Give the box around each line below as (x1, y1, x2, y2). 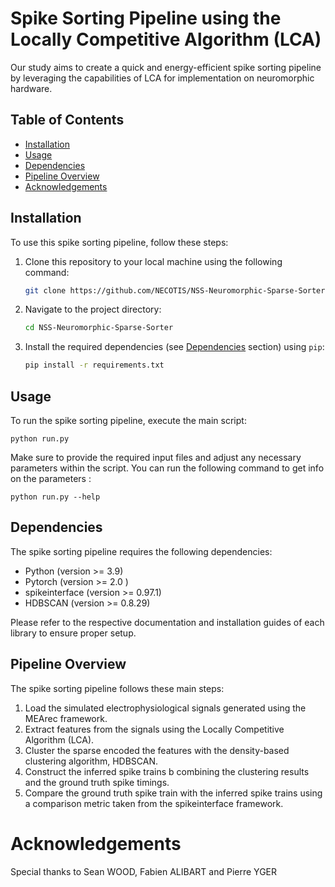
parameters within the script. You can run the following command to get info (10, 462, 325, 474)
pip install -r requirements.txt (24, 360, 165, 371)
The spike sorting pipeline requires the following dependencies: (10, 545, 273, 557)
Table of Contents (10, 112, 125, 129)
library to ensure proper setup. (10, 627, 137, 639)
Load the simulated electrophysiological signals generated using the (24, 702, 307, 714)
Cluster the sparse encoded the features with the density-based (24, 744, 290, 756)
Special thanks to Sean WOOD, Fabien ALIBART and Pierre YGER (10, 865, 278, 877)
